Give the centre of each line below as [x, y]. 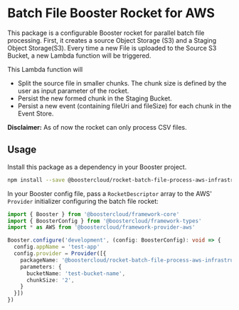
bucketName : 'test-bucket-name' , [76, 273]
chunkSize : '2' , [50, 280]
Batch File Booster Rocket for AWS [111, 13]
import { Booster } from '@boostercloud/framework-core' [94, 214]
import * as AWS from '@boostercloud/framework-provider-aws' [101, 227]
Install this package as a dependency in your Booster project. [97, 167]
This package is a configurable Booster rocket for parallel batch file [106, 33]
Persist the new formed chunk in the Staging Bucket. [95, 98]
